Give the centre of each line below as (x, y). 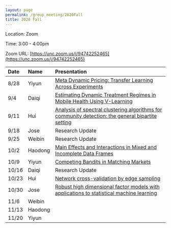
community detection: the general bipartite (106, 116)
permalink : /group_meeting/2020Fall (44, 15)
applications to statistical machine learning (106, 193)
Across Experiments (79, 87)
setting (63, 122)
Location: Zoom (22, 34)
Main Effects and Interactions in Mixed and (106, 147)
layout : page (19, 10)
